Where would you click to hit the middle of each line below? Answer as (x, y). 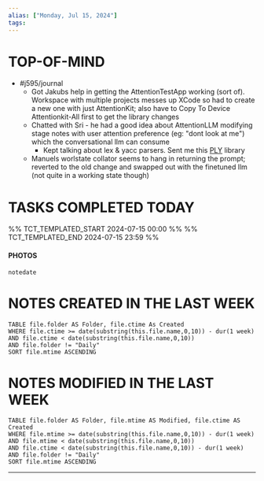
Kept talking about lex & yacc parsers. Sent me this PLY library (144, 150)
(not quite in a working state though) (90, 176)
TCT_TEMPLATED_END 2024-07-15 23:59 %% (84, 238)
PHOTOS (23, 255)
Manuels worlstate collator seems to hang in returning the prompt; (138, 159)
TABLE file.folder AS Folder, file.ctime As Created (96, 324)
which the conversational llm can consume (101, 142)
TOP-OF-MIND (57, 62)
